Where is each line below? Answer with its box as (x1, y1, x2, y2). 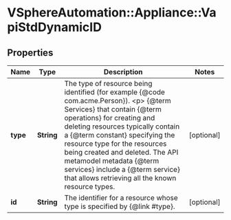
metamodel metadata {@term (64, 156, 159, 166)
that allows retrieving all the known (64, 173, 177, 183)
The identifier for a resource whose (64, 193, 179, 202)
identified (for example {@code (64, 87, 165, 97)
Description (103, 67, 143, 76)
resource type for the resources (64, 139, 167, 148)
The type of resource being (64, 79, 153, 88)
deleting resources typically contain (64, 122, 180, 131)
